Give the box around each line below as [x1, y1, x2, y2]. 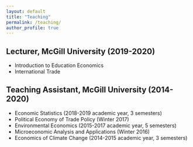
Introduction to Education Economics [14, 62, 104, 69]
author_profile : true [6, 24, 59, 31]
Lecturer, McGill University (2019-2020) [6, 46, 156, 56]
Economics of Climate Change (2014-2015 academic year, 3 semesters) [14, 134, 188, 141]
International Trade [14, 68, 60, 75]
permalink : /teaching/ [6, 19, 61, 25]
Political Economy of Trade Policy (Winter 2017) [14, 116, 130, 123]
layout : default [6, 8, 46, 15]
